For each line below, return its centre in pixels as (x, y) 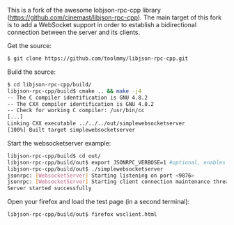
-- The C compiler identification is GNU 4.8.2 (78, 98)
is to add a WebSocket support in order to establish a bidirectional (102, 25)
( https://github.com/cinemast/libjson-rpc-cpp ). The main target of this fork (115, 17)
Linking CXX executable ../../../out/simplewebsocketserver (96, 124)
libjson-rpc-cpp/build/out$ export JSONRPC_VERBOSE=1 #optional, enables (117, 162)
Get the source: (30, 46)
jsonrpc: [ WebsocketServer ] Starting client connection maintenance (109, 182)
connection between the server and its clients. (74, 32)
